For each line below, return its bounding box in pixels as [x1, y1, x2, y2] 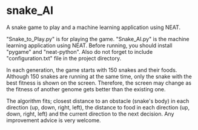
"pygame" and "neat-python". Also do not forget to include [6, 48, 153, 55]
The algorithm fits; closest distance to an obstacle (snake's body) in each [6, 97, 190, 105]
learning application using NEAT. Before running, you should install [6, 42, 173, 49]
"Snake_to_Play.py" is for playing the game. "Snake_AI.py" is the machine [6, 35, 190, 42]
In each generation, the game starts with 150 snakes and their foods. [6, 66, 177, 73]
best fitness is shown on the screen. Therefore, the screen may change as [6, 79, 192, 86]
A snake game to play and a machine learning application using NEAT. [6, 24, 180, 31]
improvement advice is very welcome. [6, 116, 101, 124]
